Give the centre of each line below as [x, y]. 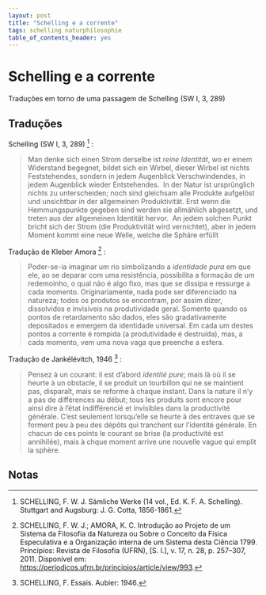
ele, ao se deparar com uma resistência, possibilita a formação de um [141, 275]
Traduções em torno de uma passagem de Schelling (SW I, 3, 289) [117, 99]
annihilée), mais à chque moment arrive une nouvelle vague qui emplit [142, 442]
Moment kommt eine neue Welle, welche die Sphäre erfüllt [123, 235]
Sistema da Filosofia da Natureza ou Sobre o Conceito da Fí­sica [123, 533]
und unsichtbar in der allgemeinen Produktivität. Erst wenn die [129, 201]
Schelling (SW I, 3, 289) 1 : [51, 143]
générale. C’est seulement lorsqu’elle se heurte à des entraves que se [141, 416]
